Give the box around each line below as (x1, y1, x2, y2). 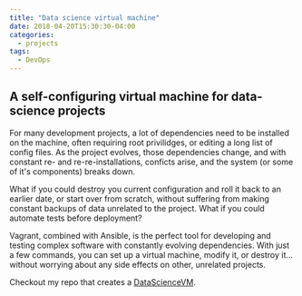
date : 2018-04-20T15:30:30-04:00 (9, 22, 136, 31)
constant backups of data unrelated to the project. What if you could (9, 202, 265, 213)
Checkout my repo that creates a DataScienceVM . (9, 276, 197, 287)
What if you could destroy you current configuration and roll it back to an (9, 183, 281, 194)
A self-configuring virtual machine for (9, 89, 229, 104)
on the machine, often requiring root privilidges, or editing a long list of (9, 137, 274, 148)
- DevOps (17, 55, 51, 64)
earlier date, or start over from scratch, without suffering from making (9, 192, 270, 204)
